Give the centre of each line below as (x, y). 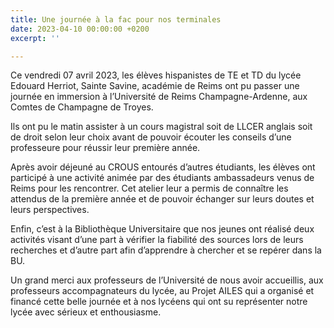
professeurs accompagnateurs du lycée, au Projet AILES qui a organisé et (162, 291)
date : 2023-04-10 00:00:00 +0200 (80, 29)
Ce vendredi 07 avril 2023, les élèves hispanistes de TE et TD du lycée (156, 75)
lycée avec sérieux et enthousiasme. (86, 312)
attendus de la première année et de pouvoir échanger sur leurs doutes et (162, 199)
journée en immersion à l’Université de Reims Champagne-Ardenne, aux (159, 97)
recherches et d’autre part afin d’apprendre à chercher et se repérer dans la (166, 250)
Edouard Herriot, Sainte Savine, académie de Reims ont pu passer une (155, 86)
